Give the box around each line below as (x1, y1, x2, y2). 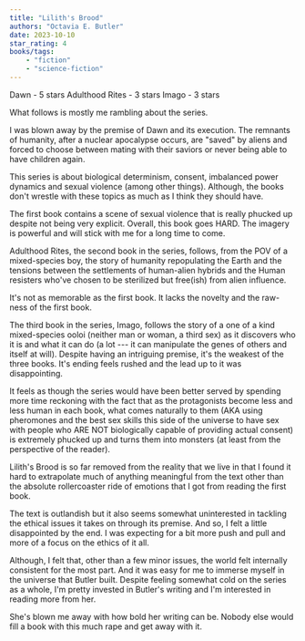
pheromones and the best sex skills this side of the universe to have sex (9, 414, 280, 425)
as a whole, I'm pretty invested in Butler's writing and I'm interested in (9, 584, 271, 594)
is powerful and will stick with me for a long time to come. (9, 227, 226, 238)
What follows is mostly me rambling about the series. (9, 107, 208, 118)
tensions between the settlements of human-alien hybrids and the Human (9, 264, 286, 275)
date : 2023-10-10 (9, 30, 76, 39)
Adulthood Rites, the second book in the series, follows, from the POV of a (9, 245, 289, 256)
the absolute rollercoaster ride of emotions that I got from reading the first (9, 481, 287, 491)
